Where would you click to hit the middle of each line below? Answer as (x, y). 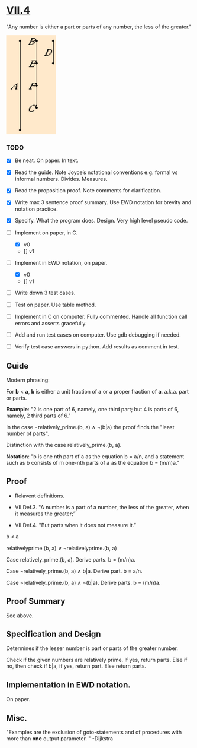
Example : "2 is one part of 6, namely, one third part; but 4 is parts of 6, (93, 409)
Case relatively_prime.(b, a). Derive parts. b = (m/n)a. (71, 559)
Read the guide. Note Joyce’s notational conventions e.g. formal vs (96, 172)
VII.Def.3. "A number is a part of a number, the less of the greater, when (102, 507)
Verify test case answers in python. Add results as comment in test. (97, 347)
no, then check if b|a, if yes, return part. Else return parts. (76, 666)
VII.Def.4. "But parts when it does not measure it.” (75, 525)
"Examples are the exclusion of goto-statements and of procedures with (94, 732)
